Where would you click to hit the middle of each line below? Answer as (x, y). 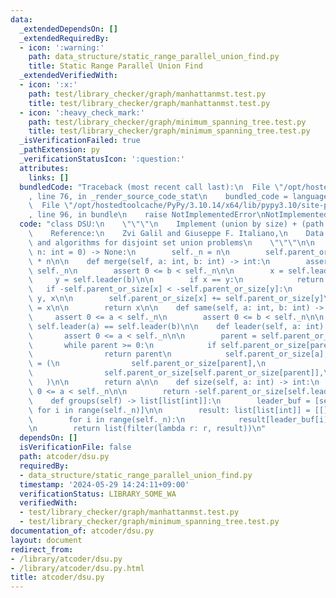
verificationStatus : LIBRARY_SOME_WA (98, 494)
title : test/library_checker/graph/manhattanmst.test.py (149, 103)
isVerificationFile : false (75, 447)
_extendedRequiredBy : (64, 38)
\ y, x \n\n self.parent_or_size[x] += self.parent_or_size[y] (176, 299)
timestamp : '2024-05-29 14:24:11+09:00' (104, 484)
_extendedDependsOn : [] (68, 29)
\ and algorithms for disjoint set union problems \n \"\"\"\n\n (171, 242)
